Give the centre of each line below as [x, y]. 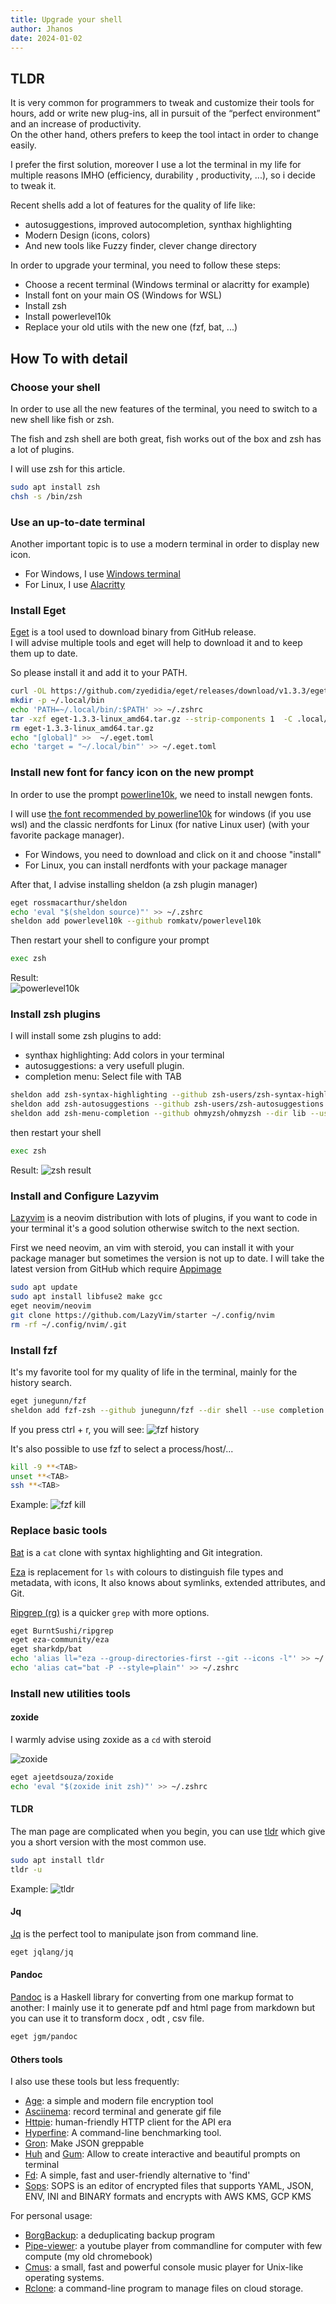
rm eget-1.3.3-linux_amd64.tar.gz [82, 728]
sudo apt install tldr [57, 1861]
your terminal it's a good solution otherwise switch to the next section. [155, 1228]
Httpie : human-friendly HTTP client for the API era [128, 2122]
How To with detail [69, 358]
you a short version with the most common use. [108, 1842]
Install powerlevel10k [68, 317]
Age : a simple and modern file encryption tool [119, 2101]
